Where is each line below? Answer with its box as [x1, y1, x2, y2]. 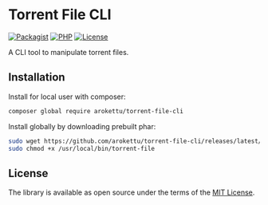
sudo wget [8, 137, 41, 145]
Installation [8, 70, 65, 85]
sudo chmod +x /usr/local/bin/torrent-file [8, 144, 156, 152]
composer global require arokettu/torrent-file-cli [8, 107, 183, 115]
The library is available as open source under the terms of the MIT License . [8, 187, 255, 197]
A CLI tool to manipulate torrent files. [8, 47, 129, 57]
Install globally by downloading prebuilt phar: [8, 121, 156, 131]
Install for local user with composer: [8, 92, 126, 101]
